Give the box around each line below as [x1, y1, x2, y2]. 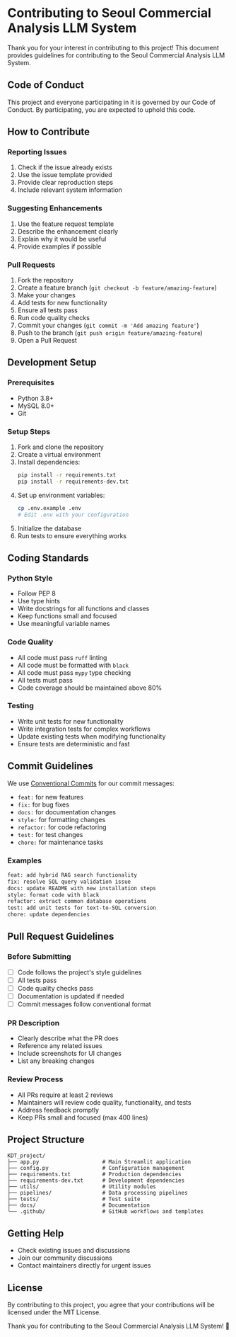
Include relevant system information [17, 186, 122, 194]
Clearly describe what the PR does [17, 1034, 119, 1042]
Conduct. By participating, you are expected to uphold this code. [7, 105, 196, 114]
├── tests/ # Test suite [7, 1195, 141, 1203]
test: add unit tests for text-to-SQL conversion [7, 904, 157, 911]
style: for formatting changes [17, 815, 106, 824]
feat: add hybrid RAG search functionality [7, 871, 138, 879]
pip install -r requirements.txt [17, 472, 117, 479]
